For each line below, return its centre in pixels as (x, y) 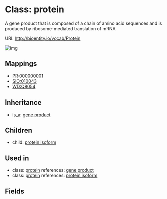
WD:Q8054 (24, 86)
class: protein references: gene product (53, 170)
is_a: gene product (31, 115)
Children (19, 130)
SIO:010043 (25, 81)
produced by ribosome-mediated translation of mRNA (60, 28)
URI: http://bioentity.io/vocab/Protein (43, 38)
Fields (15, 191)
